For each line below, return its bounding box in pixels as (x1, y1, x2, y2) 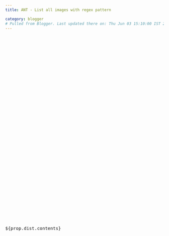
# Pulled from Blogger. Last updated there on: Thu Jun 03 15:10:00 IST (5, 21, 161, 26)
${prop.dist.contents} (5, 225, 61, 231)
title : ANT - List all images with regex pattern (5, 7, 112, 13)
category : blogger (5, 16, 44, 22)
